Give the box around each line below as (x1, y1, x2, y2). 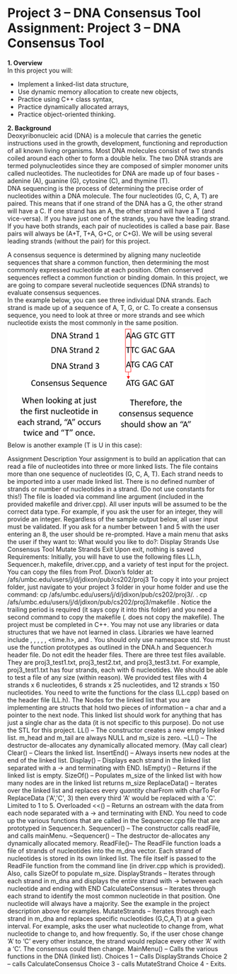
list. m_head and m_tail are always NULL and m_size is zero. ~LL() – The (7, 733, 217, 742)
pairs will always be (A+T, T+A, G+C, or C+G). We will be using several (7, 229, 213, 238)
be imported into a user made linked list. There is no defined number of (7, 477, 215, 485)
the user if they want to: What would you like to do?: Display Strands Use (7, 537, 219, 546)
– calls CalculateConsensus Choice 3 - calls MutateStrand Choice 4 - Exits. (7, 959, 226, 968)
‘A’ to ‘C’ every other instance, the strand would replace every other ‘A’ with (7, 936, 226, 945)
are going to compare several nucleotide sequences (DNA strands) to (7, 280, 210, 289)
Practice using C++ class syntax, (17, 94, 115, 104)
